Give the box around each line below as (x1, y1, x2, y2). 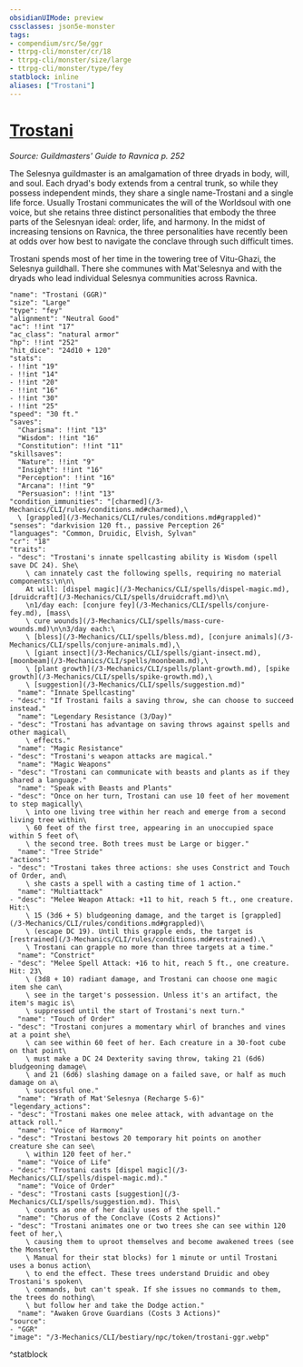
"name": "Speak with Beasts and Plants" (17, 783, 172, 792)
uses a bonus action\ (9, 1261, 92, 1270)
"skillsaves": (9, 449, 64, 458)
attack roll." (9, 1118, 64, 1127)
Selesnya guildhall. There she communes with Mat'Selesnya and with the (9, 263, 283, 274)
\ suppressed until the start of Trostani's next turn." (25, 1006, 246, 1015)
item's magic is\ (9, 998, 75, 1008)
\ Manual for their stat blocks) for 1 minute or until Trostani (25, 1252, 279, 1262)
